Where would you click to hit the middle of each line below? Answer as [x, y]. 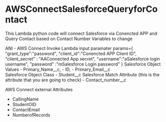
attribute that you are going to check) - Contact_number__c [66, 80]
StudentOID [24, 104]
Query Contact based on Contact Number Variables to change [69, 39]
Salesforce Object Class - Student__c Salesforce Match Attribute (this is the [83, 74]
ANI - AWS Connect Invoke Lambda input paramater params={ [69, 48]
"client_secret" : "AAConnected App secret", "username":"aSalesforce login [83, 59]
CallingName [25, 99]
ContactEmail [26, 110]
